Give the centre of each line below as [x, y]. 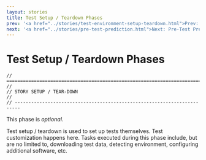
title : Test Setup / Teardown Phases [55, 18]
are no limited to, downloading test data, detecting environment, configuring [102, 144]
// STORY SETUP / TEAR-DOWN [42, 92]
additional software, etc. [37, 151]
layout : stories [27, 12]
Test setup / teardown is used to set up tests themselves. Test [85, 131]
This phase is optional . [35, 120]
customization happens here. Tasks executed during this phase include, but [102, 138]
